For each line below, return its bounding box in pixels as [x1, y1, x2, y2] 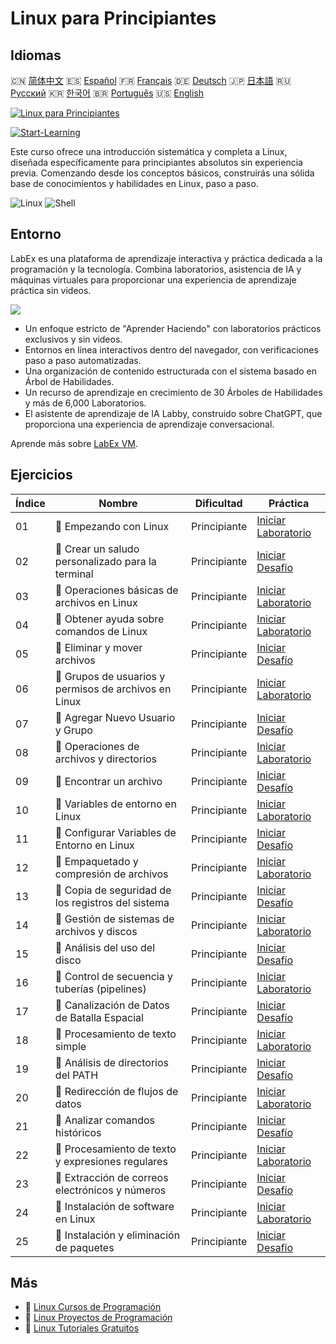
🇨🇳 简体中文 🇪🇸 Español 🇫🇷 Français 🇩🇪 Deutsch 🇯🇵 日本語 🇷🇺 [10, 75, 292, 86]
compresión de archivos [54, 867, 169, 881]
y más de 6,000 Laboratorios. [24, 397, 147, 409]
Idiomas [10, 47, 62, 64]
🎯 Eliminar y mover [54, 640, 143, 654]
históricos [54, 1125, 102, 1139]
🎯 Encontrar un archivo [54, 774, 163, 788]
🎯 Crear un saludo [54, 542, 140, 556]
